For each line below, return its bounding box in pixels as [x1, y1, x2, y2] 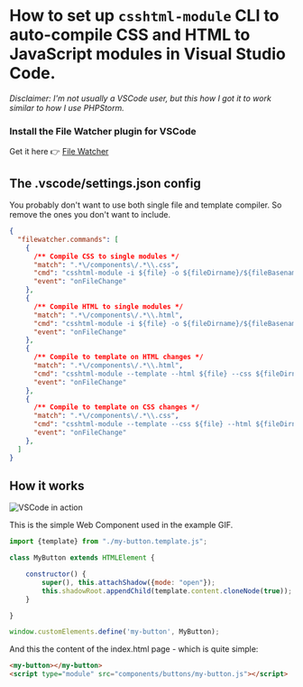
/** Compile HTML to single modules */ [32, 302, 183, 311]
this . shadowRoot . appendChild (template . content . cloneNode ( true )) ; [41, 586, 293, 596]
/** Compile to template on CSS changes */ [32, 403, 200, 412]
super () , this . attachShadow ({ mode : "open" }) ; [41, 578, 216, 587]
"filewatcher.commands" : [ [17, 235, 119, 244]
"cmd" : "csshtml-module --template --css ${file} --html [32, 420, 252, 429]
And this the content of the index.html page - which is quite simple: [9, 644, 259, 655]
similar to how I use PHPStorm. [9, 102, 124, 113]
